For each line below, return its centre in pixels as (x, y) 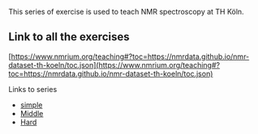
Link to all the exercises (69, 37)
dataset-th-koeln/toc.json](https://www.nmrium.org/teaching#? (114, 65)
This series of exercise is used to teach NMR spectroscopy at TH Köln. (127, 12)
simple (31, 105)
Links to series (33, 89)
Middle (32, 113)
